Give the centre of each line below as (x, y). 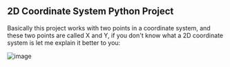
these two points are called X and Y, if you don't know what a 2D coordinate (115, 35)
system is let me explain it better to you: (64, 42)
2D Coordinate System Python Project (90, 11)
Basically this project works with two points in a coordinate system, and (109, 28)
